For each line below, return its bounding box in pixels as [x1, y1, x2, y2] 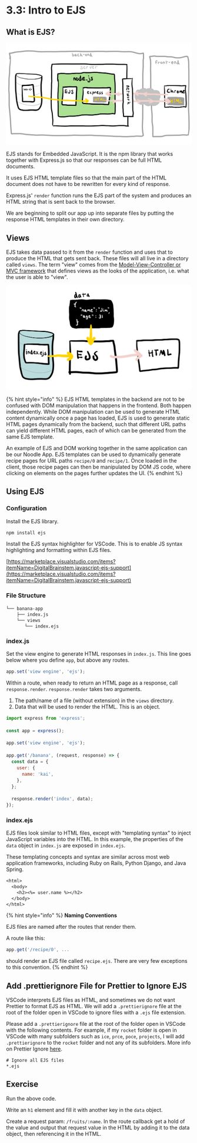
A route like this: [6, 935, 45, 942]
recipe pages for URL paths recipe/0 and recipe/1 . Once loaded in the [6, 457, 178, 464]
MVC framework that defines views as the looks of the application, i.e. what [6, 267, 189, 274]
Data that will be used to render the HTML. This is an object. [14, 703, 161, 710]
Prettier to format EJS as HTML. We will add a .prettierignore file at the [6, 1003, 182, 1010]
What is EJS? [6, 27, 55, 37]
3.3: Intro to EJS [6, 4, 86, 17]
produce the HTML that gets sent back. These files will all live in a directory [6, 254, 189, 262]
